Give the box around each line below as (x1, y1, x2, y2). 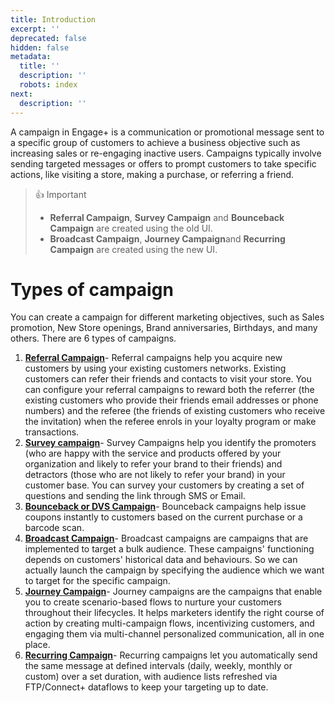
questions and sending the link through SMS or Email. (24, 490, 246, 502)
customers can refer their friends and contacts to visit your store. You (24, 373, 312, 385)
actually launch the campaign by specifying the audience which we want (24, 564, 325, 576)
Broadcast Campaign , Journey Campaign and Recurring (49, 232, 286, 245)
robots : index (19, 80, 78, 90)
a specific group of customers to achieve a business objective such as (10, 136, 301, 148)
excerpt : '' (10, 24, 60, 34)
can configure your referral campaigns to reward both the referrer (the (24, 384, 315, 396)
